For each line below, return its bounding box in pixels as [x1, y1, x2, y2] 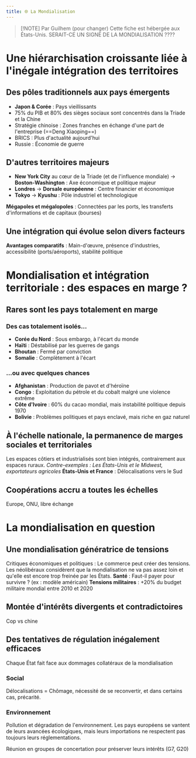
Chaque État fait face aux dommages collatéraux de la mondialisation [6, 659, 173, 666]
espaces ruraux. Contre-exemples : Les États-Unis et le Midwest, [6, 462, 163, 469]
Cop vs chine [6, 618, 38, 625]
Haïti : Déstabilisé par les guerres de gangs [14, 342, 120, 349]
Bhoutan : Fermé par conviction [14, 348, 92, 355]
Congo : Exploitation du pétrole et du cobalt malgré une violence [14, 388, 171, 395]
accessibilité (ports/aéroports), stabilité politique [6, 248, 123, 256]
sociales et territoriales [6, 440, 92, 450]
